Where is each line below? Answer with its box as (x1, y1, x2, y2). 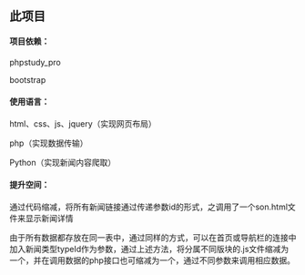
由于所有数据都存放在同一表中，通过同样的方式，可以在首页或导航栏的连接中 (9, 232, 297, 243)
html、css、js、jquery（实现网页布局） (9, 117, 157, 129)
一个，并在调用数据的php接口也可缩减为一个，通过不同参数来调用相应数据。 (9, 255, 296, 266)
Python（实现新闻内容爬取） (9, 157, 117, 168)
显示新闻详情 (25, 213, 74, 223)
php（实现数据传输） (9, 137, 88, 148)
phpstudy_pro (9, 56, 61, 67)
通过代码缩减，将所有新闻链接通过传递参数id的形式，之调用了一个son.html (9, 201, 289, 212)
